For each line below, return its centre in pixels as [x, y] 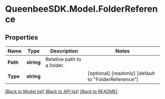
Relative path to [63, 59]
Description [64, 51]
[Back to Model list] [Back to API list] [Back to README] [61, 91]
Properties [22, 37]
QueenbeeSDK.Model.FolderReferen [82, 9]
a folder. [55, 65]
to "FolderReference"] [113, 79]
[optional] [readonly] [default [121, 73]
